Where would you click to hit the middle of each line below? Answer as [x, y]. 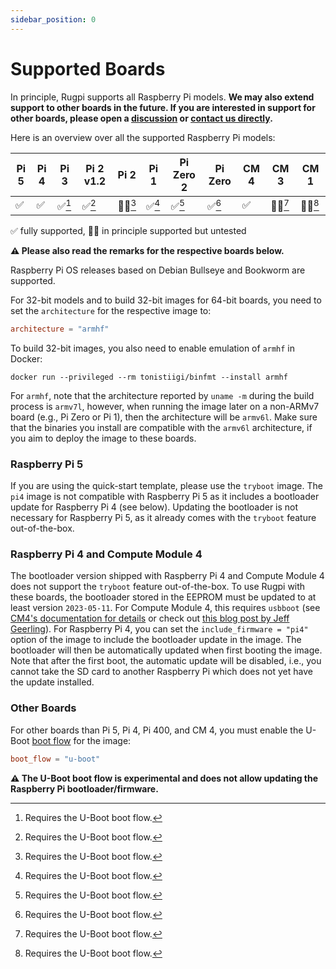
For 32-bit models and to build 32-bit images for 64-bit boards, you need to [166, 300]
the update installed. [52, 682]
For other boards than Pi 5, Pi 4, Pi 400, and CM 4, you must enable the [157, 730]
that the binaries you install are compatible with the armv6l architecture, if [161, 427]
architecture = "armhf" [60, 329]
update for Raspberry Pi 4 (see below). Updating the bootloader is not [154, 507]
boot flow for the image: [81, 740]
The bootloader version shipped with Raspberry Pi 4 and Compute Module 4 [167, 576]
